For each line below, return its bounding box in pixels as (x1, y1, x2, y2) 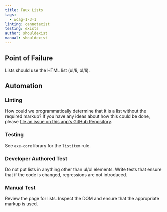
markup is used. (5, 201, 38, 207)
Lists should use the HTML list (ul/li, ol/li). (5, 67, 90, 73)
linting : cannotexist (5, 21, 50, 27)
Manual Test (5, 184, 36, 191)
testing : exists (5, 26, 39, 31)
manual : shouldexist (5, 36, 48, 41)
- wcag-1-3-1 (9, 17, 37, 22)
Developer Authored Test (5, 155, 67, 162)
